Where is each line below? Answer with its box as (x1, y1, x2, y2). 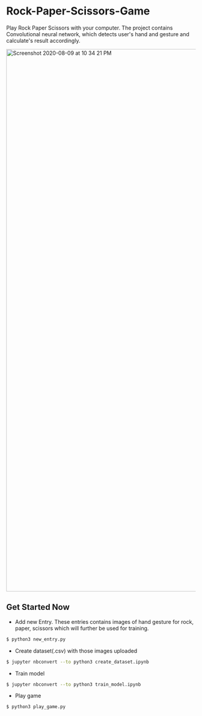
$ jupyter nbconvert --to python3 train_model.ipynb (6, 681, 141, 688)
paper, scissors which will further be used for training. (14, 624, 149, 632)
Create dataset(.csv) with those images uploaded (14, 647, 138, 655)
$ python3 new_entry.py (6, 636, 66, 642)
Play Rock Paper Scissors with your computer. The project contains (6, 24, 173, 31)
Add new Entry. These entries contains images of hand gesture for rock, (14, 618, 194, 625)
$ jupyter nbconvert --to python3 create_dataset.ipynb (6, 659, 149, 665)
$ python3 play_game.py (6, 704, 66, 710)
